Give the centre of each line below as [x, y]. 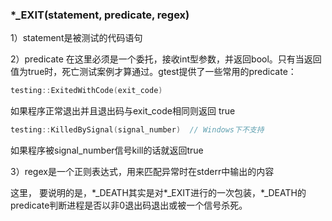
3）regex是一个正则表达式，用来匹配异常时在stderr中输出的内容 [142, 172]
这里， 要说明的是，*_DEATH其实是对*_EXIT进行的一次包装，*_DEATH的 [158, 193]
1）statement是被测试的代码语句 [76, 38]
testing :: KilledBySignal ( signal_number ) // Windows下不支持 [137, 130]
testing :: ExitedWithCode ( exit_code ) [86, 91]
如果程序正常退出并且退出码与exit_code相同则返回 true [123, 111]
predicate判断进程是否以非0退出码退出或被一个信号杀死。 [129, 205]
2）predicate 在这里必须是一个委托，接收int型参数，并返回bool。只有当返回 [166, 59]
